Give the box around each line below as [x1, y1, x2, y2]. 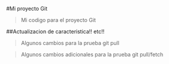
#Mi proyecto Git [6, 5, 48, 12]
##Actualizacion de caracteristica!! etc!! [6, 28, 105, 35]
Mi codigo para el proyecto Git [20, 17, 96, 23]
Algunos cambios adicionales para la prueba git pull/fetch [20, 51, 164, 58]
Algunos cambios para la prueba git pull [20, 40, 120, 46]
